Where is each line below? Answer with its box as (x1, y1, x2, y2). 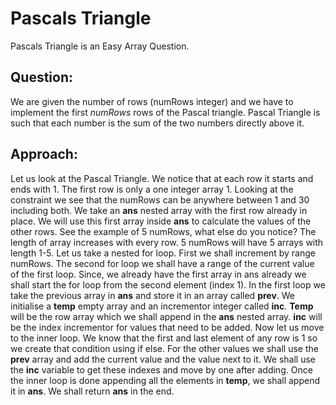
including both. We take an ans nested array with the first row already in (10, 204, 308, 216)
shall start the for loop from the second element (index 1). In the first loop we (10, 278, 326, 291)
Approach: (10, 146, 78, 163)
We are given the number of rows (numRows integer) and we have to (10, 95, 294, 107)
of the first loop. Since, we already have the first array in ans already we (10, 268, 307, 280)
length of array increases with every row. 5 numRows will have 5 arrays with (10, 236, 324, 248)
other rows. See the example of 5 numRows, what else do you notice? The (10, 225, 317, 237)
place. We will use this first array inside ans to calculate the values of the (10, 215, 312, 227)
